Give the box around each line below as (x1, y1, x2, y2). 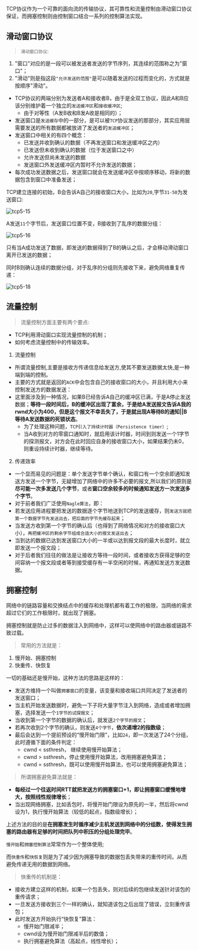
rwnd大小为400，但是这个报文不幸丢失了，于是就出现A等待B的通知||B (14, 408, 187, 415)
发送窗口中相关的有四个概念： (14, 131, 87, 138)
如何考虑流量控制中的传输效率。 (14, 338, 93, 345)
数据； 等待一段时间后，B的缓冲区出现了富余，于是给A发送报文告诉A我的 (14, 400, 192, 408)
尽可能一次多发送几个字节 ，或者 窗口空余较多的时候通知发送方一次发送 (14, 484, 186, 492)
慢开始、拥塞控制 (14, 654, 57, 661)
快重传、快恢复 (14, 662, 51, 669)
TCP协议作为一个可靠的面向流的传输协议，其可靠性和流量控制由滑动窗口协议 (6, 5, 192, 12)
